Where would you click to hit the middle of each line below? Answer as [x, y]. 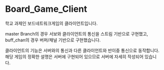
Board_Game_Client [46, 9]
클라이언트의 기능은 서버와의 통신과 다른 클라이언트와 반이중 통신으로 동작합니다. [82, 50]
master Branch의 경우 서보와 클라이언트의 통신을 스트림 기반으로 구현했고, [77, 34]
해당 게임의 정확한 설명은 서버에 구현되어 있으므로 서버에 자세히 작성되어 [74, 56]
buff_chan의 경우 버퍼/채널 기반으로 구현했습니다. [53, 40]
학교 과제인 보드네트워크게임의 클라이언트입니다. [51, 23]
